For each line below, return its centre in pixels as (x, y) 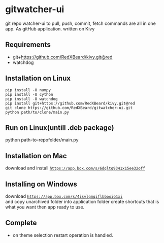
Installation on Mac (36, 156)
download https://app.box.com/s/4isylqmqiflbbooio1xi (64, 196)
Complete (21, 223)
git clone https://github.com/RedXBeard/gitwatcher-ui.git (69, 108)
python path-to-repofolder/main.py (42, 140)
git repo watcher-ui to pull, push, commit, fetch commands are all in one (80, 23)
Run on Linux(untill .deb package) (60, 128)
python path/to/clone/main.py (37, 112)
